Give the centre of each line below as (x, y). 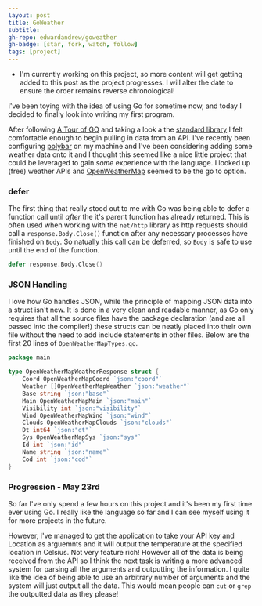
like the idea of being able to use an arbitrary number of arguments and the (129, 577)
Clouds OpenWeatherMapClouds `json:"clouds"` (98, 423)
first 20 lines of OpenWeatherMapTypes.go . (73, 343)
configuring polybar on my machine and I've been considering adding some (130, 146)
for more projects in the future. (57, 520)
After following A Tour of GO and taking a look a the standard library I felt (126, 129)
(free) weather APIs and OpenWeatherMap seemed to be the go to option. (127, 171)
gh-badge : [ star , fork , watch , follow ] (73, 45)
